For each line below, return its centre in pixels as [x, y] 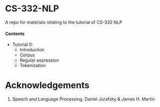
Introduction [32, 50]
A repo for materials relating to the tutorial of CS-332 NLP [64, 22]
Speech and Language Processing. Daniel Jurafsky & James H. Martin [83, 99]
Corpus [27, 55]
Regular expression [39, 60]
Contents [15, 34]
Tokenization [33, 66]
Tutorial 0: [22, 44]
